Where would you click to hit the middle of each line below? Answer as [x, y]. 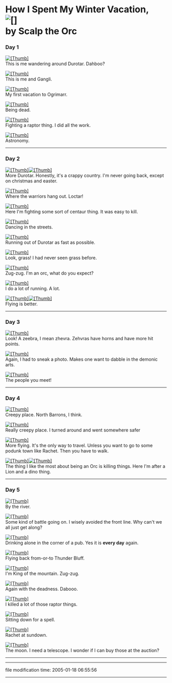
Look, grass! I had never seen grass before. [51, 258]
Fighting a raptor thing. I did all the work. [48, 125]
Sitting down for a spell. [30, 619]
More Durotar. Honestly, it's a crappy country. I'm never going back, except [85, 175]
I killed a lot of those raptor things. [41, 604]
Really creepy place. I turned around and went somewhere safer [73, 430]
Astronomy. [17, 141]
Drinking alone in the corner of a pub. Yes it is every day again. [72, 543]
